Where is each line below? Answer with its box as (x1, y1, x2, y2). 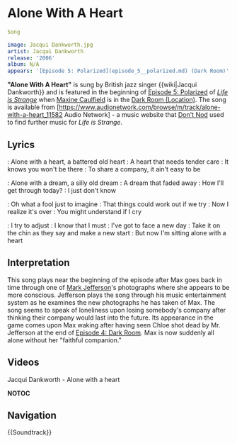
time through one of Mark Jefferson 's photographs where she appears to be (7, 283, 230, 291)
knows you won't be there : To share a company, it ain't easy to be (7, 165, 201, 173)
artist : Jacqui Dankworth (7, 47, 83, 55)
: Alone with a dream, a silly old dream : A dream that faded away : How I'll (7, 179, 224, 187)
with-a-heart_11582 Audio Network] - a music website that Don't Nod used (7, 111, 224, 119)
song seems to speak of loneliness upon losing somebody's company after (7, 305, 226, 314)
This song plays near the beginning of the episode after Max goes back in (7, 275, 223, 284)
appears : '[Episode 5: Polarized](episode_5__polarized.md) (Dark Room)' (7, 67, 230, 75)
